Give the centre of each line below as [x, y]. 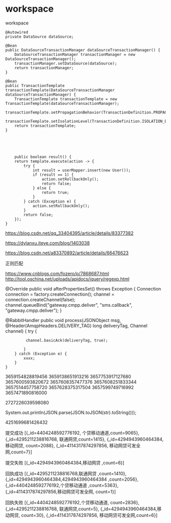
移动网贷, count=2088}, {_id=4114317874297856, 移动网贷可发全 [73, 445]
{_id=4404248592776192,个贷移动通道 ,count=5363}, [62, 485]
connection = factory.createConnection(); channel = [60, 294]
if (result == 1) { [53, 175]
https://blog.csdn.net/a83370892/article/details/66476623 [67, 253]
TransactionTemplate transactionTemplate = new [66, 99]
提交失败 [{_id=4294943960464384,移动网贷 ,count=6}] [65, 462]
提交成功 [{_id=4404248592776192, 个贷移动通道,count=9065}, [72, 432]
